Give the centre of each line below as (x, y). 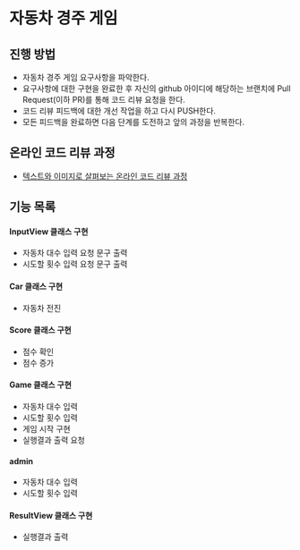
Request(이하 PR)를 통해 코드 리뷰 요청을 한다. (103, 100)
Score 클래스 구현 (40, 330)
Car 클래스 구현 (36, 286)
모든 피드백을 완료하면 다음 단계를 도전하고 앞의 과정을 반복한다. (133, 122)
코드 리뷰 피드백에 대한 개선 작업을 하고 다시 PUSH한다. (119, 111)
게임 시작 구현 (46, 429)
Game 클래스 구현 (40, 385)
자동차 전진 (42, 308)
